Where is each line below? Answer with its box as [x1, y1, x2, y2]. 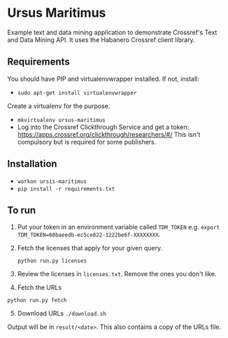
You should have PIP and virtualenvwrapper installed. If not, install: [7, 74, 199, 83]
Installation [7, 158, 57, 170]
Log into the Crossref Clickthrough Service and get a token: [17, 123, 190, 131]
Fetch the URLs [17, 283, 62, 292]
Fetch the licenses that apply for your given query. [17, 244, 163, 252]
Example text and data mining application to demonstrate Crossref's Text [7, 28, 218, 36]
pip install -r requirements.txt [17, 185, 115, 192]
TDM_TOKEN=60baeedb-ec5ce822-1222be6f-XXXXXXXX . [17, 230, 161, 239]
